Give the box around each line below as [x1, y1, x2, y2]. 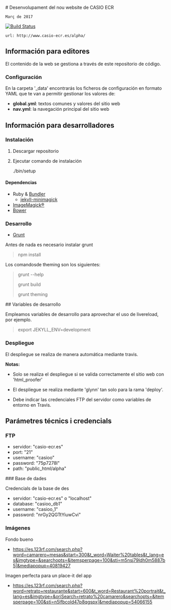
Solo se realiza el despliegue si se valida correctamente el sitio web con [12, 371, 164, 377]
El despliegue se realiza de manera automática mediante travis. [5, 351, 138, 357]
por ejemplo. [5, 317, 32, 323]
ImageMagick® [12, 202, 44, 208]
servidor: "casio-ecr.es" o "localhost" [12, 495, 92, 502]
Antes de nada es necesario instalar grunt [5, 242, 93, 248]
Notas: [5, 361, 20, 367]
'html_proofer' [12, 377, 43, 383]
